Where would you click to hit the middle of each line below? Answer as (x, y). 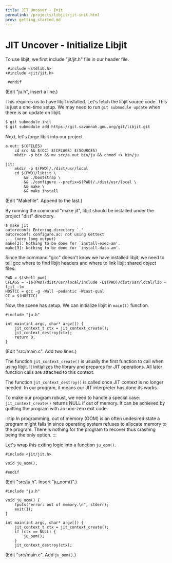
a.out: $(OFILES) (24, 146)
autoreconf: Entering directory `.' (44, 230)
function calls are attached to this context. (50, 372)
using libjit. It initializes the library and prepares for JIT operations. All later (84, 367)
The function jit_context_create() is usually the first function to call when (84, 361)
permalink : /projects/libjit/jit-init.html (53, 15)
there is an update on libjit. (33, 113)
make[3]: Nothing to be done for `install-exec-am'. (63, 244)
